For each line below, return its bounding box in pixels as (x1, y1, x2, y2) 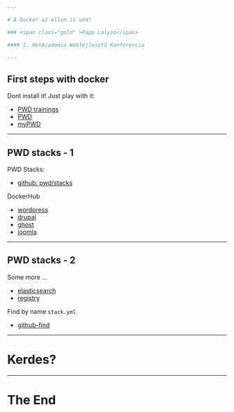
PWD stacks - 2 (7, 255, 76, 267)
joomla (17, 228, 37, 236)
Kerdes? (7, 352, 57, 367)
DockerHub (7, 192, 40, 200)
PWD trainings (17, 105, 59, 113)
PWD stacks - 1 (7, 147, 75, 159)
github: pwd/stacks (17, 179, 73, 187)
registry (17, 294, 40, 302)
